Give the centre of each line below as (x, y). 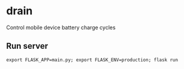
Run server (27, 46)
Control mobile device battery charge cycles (61, 27)
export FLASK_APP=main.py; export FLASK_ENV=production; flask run (92, 60)
